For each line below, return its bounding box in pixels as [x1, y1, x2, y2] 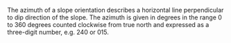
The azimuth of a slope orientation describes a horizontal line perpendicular [7, 6, 224, 14]
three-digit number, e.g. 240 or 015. [7, 28, 110, 36]
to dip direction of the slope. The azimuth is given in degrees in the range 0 [7, 13, 222, 21]
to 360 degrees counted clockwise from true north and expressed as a [7, 21, 209, 28]
